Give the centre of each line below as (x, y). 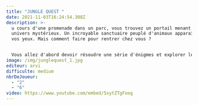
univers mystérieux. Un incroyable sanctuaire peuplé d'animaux (92, 34)
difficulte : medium (30, 71)
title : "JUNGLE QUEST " (35, 12)
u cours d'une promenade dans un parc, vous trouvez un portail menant (101, 28)
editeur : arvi (24, 65)
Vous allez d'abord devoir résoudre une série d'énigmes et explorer (98, 55)
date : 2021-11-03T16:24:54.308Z (46, 17)
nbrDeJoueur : (22, 77)
